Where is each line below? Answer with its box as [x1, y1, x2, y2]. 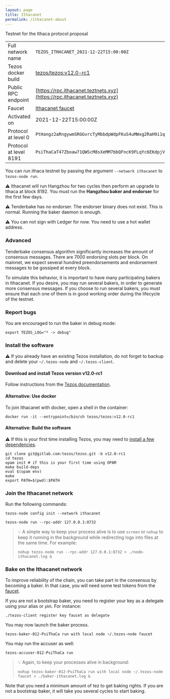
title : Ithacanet [5, 12, 42, 17]
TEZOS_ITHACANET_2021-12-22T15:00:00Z [35, 49, 129, 55]
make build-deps [5, 464, 39, 469]
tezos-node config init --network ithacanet [5, 511, 101, 516]
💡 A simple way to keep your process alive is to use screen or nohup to [17, 529, 163, 535]
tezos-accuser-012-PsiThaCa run [5, 650, 73, 655]
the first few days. [5, 194, 43, 200]
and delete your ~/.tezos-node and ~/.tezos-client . [5, 358, 115, 365]
